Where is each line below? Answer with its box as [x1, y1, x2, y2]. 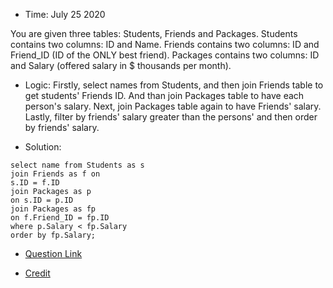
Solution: [24, 141, 62, 153]
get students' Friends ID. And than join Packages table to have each [24, 90, 305, 101]
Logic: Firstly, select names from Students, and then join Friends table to [24, 79, 324, 91]
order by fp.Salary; [10, 230, 97, 240]
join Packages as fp [10, 204, 97, 214]
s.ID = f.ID [10, 178, 60, 188]
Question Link [24, 248, 83, 259]
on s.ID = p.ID [10, 195, 74, 205]
